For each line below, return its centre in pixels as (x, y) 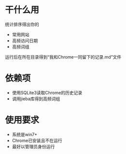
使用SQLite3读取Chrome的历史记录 (47, 92)
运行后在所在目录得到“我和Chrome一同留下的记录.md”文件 (63, 57)
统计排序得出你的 (22, 24)
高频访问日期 (25, 40)
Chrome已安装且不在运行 (37, 140)
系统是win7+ (25, 134)
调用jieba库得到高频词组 (36, 99)
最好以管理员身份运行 (33, 146)
